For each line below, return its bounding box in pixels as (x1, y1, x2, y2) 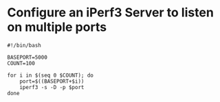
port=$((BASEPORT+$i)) (19, 77, 85, 85)
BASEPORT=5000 (7, 53, 48, 61)
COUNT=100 (7, 60, 36, 66)
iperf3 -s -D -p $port (19, 84, 85, 90)
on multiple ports (7, 19, 107, 35)
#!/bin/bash (7, 42, 41, 49)
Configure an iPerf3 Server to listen (7, 5, 214, 21)
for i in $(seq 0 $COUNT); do (7, 72, 94, 79)
